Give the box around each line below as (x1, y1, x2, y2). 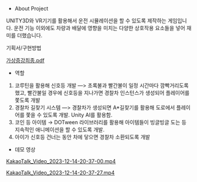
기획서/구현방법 (6, 44, 42, 51)
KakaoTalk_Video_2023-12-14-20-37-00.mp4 (6, 158, 116, 164)
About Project (14, 5, 48, 12)
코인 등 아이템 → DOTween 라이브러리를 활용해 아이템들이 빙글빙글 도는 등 (14, 119, 187, 125)
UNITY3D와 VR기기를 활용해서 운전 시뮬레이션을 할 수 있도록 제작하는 (6, 17, 167, 24)
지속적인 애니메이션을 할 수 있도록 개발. (14, 126, 105, 133)
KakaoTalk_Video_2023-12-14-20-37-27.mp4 (6, 169, 115, 176)
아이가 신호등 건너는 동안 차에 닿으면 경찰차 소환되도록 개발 (14, 134, 150, 140)
